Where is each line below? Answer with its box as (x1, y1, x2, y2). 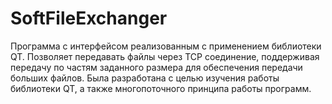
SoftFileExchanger (10, 7, 168, 30)
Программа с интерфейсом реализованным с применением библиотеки (10, 40, 322, 52)
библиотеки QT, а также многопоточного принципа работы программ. (10, 82, 312, 94)
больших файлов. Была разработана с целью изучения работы (10, 72, 280, 84)
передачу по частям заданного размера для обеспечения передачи (10, 61, 303, 73)
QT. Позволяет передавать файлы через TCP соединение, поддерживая (10, 50, 320, 62)
